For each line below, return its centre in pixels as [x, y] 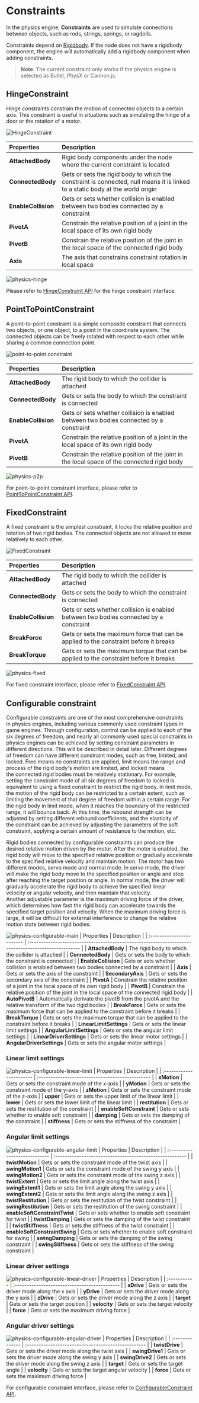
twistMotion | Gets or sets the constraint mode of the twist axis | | [87, 1162]
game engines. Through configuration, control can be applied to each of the [99, 730]
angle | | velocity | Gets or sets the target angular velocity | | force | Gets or [99, 1370]
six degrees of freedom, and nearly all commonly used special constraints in [99, 737]
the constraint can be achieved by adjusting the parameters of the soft [92, 824]
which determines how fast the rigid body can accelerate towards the [91, 906]
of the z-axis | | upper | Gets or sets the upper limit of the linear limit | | [93, 1096]
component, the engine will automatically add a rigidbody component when [98, 51]
